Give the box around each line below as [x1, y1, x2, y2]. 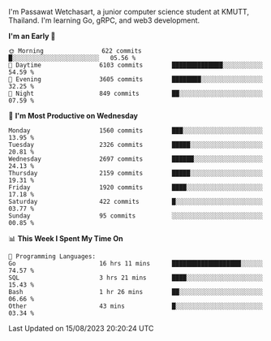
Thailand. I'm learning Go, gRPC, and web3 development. [8, 15, 200, 25]
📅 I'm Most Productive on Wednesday [8, 111, 138, 120]
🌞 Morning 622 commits [8, 47, 142, 55]
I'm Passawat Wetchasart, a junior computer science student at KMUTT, [8, 7, 250, 16]
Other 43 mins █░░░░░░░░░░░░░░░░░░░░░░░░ [8, 302, 264, 310]
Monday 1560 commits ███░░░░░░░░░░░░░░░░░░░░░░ [8, 127, 264, 135]
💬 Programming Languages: [8, 253, 96, 261]
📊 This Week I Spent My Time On [8, 234, 123, 243]
